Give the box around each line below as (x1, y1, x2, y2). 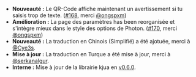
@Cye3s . (12, 44, 36, 51)
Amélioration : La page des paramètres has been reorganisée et (12, 18, 175, 25)
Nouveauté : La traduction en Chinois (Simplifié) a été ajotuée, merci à (12, 38, 190, 45)
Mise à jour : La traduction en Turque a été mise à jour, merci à (12, 51, 171, 57)
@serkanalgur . (12, 57, 49, 64)
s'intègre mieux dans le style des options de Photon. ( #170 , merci (12, 24, 178, 32)
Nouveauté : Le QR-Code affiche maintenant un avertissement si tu (12, 5, 183, 12)
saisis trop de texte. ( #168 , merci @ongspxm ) (12, 12, 127, 19)
